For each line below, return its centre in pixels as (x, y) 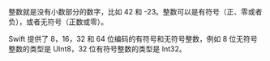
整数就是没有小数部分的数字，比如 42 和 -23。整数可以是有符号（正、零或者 (135, 12)
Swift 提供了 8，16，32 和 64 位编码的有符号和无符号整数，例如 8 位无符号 (133, 39)
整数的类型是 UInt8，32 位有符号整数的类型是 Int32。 (97, 49)
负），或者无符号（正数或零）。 (58, 22)
